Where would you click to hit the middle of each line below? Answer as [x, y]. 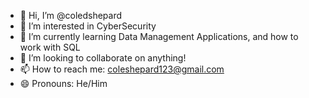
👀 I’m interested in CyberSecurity [88, 26]
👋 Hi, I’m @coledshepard [71, 15]
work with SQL [50, 47]
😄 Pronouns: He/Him [63, 83]
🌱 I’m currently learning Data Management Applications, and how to [159, 36]
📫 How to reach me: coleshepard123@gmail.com [122, 69]
